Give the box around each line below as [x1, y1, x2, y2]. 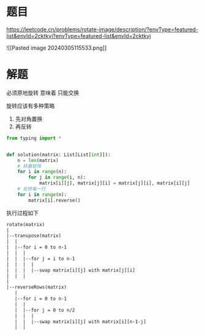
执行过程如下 [6, 209, 39, 216]
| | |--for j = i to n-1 [6, 256, 75, 262]
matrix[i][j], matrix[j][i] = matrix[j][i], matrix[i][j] [39, 180, 190, 187]
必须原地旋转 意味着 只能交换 [6, 89, 80, 96]
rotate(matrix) [6, 221, 45, 227]
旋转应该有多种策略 [6, 102, 55, 109]
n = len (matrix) [17, 157, 59, 163]
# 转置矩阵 [17, 163, 42, 169]
